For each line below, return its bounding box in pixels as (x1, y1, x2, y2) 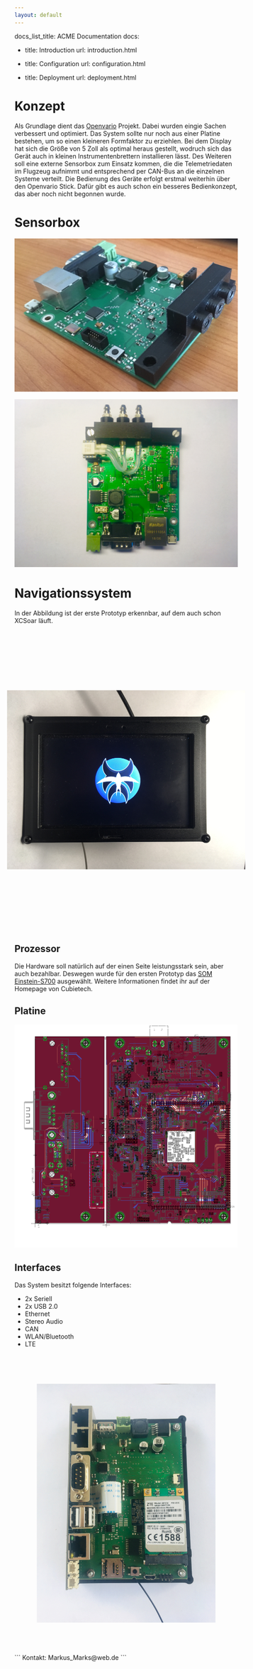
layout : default (14, 11, 62, 18)
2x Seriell (24, 1294, 52, 1303)
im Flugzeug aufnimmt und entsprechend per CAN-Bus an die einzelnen (14, 167, 225, 175)
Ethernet (24, 1309, 50, 1318)
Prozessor (14, 943, 61, 955)
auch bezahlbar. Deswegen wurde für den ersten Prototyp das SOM (14, 969, 213, 978)
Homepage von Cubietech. (14, 984, 94, 993)
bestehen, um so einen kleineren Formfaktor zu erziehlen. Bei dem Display (14, 136, 232, 145)
